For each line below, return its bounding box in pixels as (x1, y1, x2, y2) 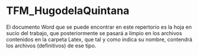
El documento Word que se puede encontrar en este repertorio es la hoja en (6, 23, 192, 30)
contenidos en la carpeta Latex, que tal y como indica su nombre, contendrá (6, 36, 193, 43)
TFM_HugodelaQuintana (6, 4, 129, 18)
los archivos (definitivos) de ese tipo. (6, 42, 97, 49)
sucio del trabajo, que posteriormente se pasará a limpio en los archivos (6, 29, 183, 36)
